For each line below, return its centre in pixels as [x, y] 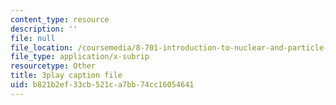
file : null [33, 38]
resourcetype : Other [53, 66]
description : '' [44, 29]
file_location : [42, 47]
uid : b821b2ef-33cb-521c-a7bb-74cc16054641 [102, 85]
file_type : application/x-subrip [80, 57]
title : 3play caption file [66, 76]
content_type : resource [60, 19]
